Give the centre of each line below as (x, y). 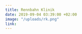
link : (11, 24)
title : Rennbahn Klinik (30, 10)
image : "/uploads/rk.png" (32, 19)
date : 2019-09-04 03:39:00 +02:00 (41, 14)
